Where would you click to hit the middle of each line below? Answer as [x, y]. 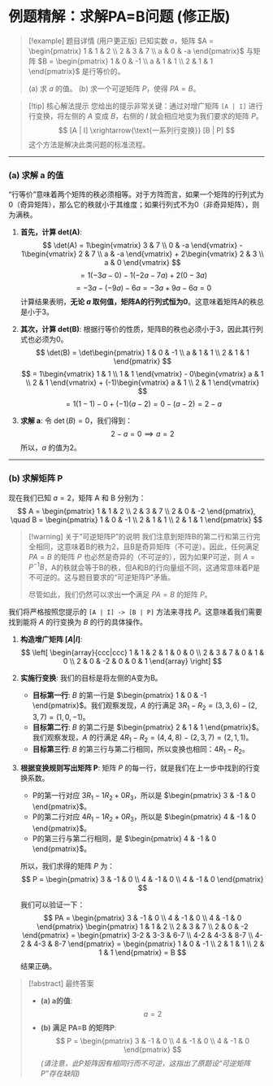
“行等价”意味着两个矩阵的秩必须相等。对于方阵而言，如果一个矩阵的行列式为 [136, 194]
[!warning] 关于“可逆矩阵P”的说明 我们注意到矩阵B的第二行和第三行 [141, 536]
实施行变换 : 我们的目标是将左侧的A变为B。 [91, 678]
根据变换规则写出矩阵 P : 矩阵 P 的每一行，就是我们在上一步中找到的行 [136, 768]
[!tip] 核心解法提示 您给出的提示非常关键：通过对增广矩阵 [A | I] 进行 [145, 106]
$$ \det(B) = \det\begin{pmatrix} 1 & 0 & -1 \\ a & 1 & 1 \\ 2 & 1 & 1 [143, 353]
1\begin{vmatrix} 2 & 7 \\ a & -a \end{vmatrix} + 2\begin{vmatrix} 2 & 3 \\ [143, 254]
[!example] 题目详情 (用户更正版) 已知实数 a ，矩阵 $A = [121, 41]
